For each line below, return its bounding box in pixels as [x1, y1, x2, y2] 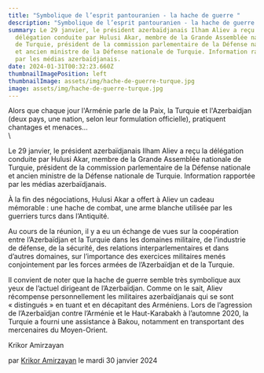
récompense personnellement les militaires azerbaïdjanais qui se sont [8, 292, 234, 302]
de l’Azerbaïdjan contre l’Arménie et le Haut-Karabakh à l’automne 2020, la [8, 309, 249, 318]
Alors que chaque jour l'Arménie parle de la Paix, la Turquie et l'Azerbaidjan [8, 106, 252, 115]
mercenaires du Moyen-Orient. [8, 325, 108, 335]
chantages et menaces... [8, 123, 88, 132]
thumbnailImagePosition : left [8, 70, 108, 78]
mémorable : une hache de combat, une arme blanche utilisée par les [8, 203, 233, 213]
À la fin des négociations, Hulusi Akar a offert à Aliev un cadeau [8, 195, 214, 204]
